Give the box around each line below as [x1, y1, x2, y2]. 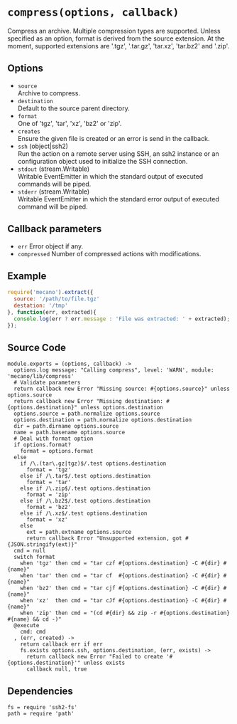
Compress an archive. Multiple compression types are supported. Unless [7, 26, 221, 35]
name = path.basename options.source [13, 429, 126, 436]
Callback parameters [7, 223, 102, 235]
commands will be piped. [17, 179, 92, 188]
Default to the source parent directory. [17, 104, 130, 112]
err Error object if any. [17, 241, 84, 251]
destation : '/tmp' [13, 302, 69, 310]
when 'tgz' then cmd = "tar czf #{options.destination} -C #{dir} [20, 560, 221, 567]
